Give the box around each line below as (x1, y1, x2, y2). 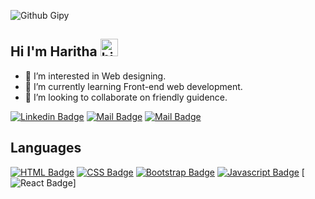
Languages (10, 140, 82, 157)
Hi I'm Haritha (10, 43, 98, 60)
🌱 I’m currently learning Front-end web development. (24, 80, 243, 92)
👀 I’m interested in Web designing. (24, 70, 167, 82)
